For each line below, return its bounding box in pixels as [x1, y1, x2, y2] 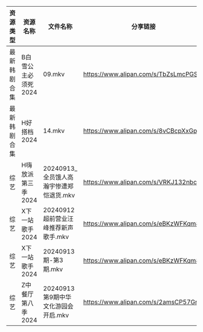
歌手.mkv [43, 232, 69, 241]
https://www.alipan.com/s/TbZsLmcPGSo [83, 70, 202, 78]
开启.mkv [43, 311, 69, 319]
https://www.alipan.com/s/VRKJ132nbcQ [83, 178, 202, 186]
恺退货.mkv [43, 191, 76, 199]
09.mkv [43, 70, 65, 78]
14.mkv [43, 127, 65, 135]
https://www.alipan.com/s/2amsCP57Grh [83, 298, 201, 306]
